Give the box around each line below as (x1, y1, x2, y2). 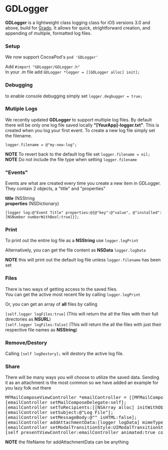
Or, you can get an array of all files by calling (5, 301, 97, 307)
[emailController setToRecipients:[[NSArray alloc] (5, 404, 135, 410)
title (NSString (5, 195, 35, 201)
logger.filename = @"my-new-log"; (5, 142, 77, 147)
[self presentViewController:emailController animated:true (5, 429, 156, 435)
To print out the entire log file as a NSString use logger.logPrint (5, 237, 138, 243)
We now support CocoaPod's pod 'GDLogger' (5, 54, 98, 60)
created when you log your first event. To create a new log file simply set (5, 127, 155, 133)
